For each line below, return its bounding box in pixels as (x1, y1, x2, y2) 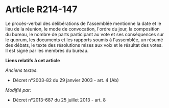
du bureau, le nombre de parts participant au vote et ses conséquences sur (5, 31, 164, 37)
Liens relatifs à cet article (5, 57, 60, 63)
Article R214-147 (5, 4, 78, 15)
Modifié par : (5, 87, 32, 93)
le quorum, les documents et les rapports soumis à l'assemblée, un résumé (5, 37, 163, 43)
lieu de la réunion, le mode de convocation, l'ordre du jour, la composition (5, 25, 160, 32)
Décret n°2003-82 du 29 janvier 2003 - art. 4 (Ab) (12, 77, 119, 83)
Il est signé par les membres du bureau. (5, 47, 89, 53)
